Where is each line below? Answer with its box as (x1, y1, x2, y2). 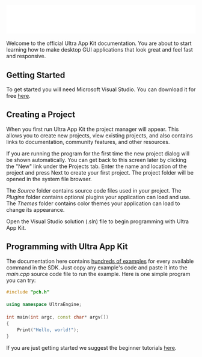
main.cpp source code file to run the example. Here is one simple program (6, 270, 191, 277)
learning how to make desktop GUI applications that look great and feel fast (6, 46, 194, 53)
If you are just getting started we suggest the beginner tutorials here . (6, 344, 177, 351)
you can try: (6, 277, 36, 284)
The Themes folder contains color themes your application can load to (6, 200, 180, 207)
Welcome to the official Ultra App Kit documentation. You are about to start (6, 40, 192, 47)
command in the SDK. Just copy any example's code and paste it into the (6, 263, 188, 271)
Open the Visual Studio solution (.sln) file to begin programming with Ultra (6, 218, 189, 225)
